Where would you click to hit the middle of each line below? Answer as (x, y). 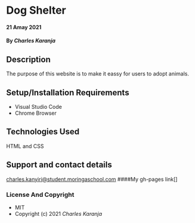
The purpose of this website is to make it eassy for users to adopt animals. (98, 74)
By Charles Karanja (31, 41)
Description (28, 59)
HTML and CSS (25, 146)
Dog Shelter (36, 10)
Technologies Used (43, 132)
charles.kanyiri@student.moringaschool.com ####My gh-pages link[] (92, 179)
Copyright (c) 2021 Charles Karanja (58, 213)
